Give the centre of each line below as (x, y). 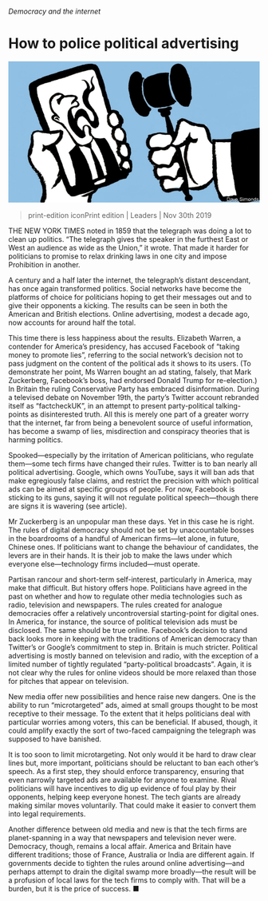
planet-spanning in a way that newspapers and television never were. (122, 838)
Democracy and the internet (55, 11)
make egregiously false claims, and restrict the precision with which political (134, 481)
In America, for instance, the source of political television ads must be (123, 622)
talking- (228, 406)
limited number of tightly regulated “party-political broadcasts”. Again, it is (130, 664)
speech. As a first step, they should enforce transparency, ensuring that (126, 772)
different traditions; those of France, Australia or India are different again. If (132, 855)
